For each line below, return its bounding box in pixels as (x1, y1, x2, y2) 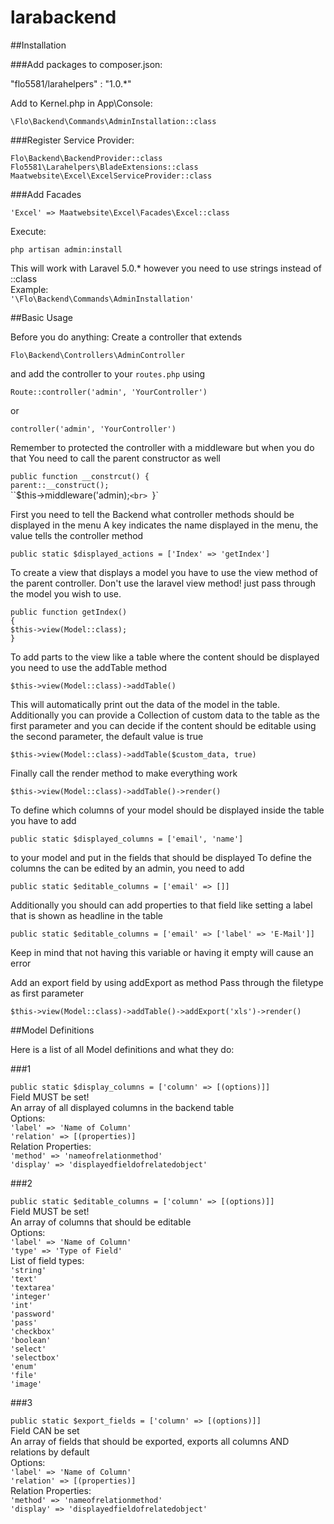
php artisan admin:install (10, 244, 123, 255)
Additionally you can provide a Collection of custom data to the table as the (10, 709, 320, 721)
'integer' (10, 1291, 52, 1301)
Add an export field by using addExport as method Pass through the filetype (10, 976, 324, 988)
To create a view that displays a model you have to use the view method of (10, 566, 318, 578)
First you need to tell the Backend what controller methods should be (10, 508, 295, 520)
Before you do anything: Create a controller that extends (10, 331, 243, 343)
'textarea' (10, 1282, 56, 1293)
